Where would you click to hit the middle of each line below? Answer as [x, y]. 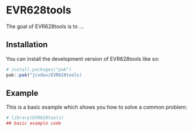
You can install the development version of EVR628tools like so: [83, 58]
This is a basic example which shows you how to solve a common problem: [96, 107]
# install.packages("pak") [39, 70]
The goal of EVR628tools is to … [45, 26]
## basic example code [34, 123]
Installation [27, 45]
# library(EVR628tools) [35, 118]
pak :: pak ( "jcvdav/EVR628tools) [44, 75]
